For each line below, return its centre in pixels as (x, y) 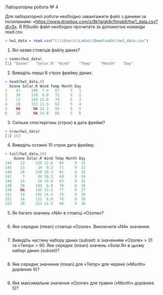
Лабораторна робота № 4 (32, 7)
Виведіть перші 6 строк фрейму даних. (52, 73)
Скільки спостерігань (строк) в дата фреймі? (58, 122)
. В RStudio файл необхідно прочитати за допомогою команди (81, 27)
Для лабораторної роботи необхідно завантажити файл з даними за (76, 16)
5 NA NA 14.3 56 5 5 (43, 109)
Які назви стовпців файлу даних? (46, 50)
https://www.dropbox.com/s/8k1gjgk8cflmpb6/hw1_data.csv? (97, 22)
